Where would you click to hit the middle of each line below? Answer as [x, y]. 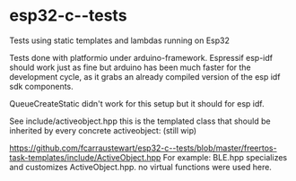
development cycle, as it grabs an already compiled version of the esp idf [145, 76]
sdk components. [41, 86]
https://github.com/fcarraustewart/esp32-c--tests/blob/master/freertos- [143, 148]
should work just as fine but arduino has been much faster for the [130, 67]
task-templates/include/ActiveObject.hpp [85, 157]
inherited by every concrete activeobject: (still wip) [103, 130]
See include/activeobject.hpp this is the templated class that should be [140, 121]
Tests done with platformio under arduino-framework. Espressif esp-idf [141, 57]
